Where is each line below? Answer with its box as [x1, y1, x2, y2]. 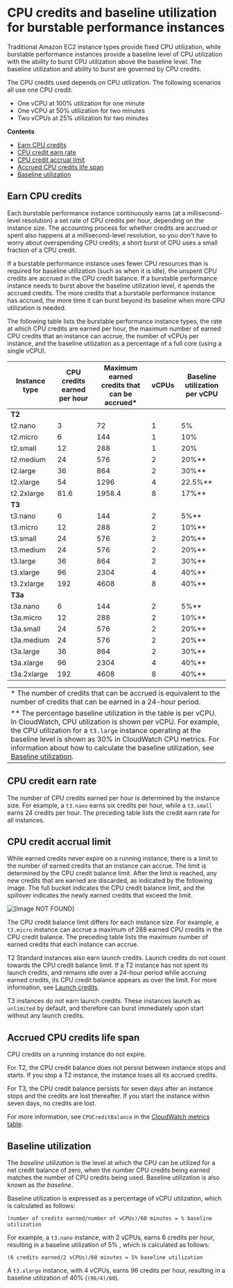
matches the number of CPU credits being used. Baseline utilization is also [7, 1173, 220, 1182]
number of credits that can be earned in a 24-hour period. [10, 697, 201, 707]
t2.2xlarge [10, 488, 44, 498]
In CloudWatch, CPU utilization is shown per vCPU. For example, [10, 717, 220, 727]
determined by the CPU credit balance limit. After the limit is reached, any [7, 869, 217, 877]
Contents [7, 127, 35, 135]
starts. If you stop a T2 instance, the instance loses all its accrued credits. [7, 1071, 218, 1080]
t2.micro [10, 432, 38, 442]
